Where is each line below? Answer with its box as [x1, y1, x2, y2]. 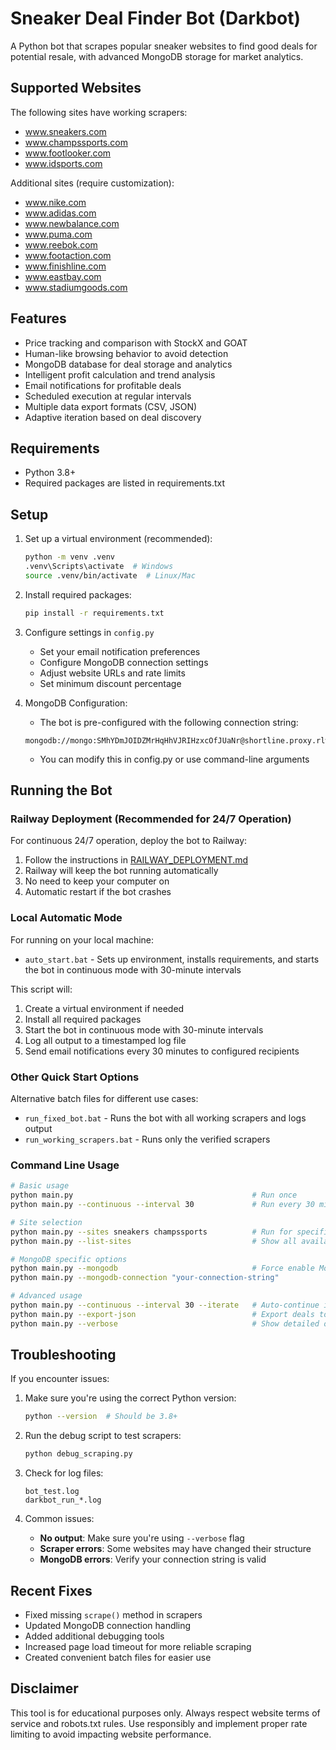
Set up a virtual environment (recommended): [24, 533, 213, 545]
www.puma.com [24, 228, 93, 240]
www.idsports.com [24, 157, 103, 169]
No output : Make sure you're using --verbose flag [39, 1532, 245, 1544]
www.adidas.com [24, 207, 97, 219]
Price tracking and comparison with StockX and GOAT [24, 337, 248, 349]
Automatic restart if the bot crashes [24, 886, 172, 898]
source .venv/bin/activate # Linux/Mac [24, 570, 196, 581]
